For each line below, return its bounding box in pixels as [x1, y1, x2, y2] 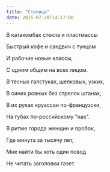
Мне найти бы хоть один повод [6, 148, 87, 155]
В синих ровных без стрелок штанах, [6, 89, 102, 97]
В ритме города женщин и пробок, [6, 124, 96, 132]
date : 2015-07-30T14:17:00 [6, 14, 74, 21]
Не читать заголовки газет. [6, 159, 76, 167]
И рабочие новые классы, [6, 54, 73, 62]
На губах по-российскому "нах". [6, 113, 90, 120]
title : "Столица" [6, 8, 50, 15]
